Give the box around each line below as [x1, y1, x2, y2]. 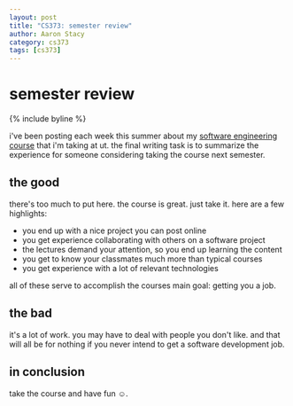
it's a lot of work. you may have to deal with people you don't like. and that [9, 329, 281, 340]
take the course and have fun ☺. [9, 387, 128, 399]
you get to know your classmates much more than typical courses [21, 254, 263, 264]
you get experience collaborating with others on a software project [21, 234, 266, 245]
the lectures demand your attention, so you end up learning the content [21, 244, 282, 254]
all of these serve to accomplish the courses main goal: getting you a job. [9, 280, 276, 291]
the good [9, 175, 60, 191]
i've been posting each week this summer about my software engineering [9, 130, 278, 142]
